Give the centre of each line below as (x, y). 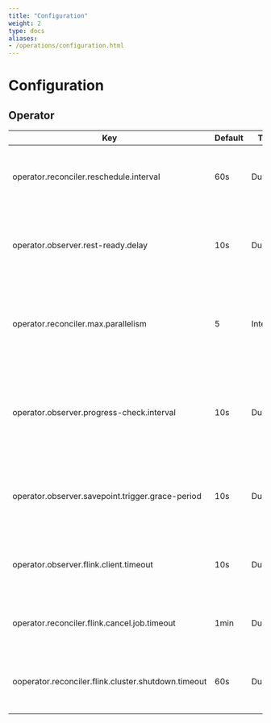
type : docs (27, 31)
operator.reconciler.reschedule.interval (86, 177)
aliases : (23, 38)
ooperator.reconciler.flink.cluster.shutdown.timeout (110, 682)
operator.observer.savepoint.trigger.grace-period (107, 497)
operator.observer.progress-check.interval (94, 413)
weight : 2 (25, 23)
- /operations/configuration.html (67, 46)
